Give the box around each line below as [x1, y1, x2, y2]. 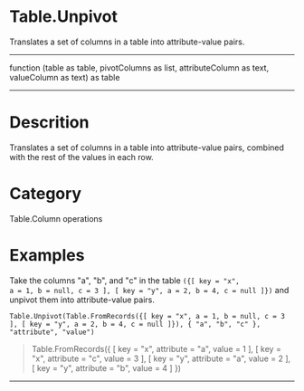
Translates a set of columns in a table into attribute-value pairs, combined [9, 142, 285, 153]
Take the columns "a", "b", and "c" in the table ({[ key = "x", [9, 274, 240, 286]
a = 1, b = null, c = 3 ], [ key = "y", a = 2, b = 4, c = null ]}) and [9, 284, 290, 295]
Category [9, 184, 82, 205]
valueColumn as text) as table [9, 72, 120, 82]
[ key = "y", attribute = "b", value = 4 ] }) [31, 362, 182, 373]
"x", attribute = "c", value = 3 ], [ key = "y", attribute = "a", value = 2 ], [31, 353, 291, 364]
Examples [9, 245, 85, 265]
